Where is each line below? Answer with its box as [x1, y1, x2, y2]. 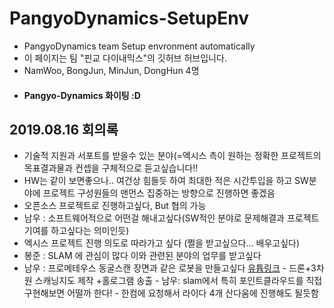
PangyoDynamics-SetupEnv [9, 7, 249, 30]
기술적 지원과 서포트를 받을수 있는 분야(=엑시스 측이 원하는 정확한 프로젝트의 [23, 150, 322, 162]
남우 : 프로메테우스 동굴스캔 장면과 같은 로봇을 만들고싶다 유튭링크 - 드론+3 [23, 262, 317, 274]
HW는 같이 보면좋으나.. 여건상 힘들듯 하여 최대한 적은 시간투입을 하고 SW [23, 175, 309, 187]
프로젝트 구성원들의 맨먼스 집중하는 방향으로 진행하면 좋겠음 [42, 187, 276, 199]
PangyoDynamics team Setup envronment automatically [23, 40, 256, 52]
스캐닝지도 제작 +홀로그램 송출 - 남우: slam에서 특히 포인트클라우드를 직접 [34, 275, 323, 287]
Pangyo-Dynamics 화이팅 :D [23, 89, 141, 101]
